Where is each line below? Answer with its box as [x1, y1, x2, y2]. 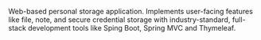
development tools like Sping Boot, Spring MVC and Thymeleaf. [27, 24, 236, 32]
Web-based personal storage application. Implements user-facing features [8, 7, 253, 16]
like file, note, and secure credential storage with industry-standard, [8, 15, 231, 24]
